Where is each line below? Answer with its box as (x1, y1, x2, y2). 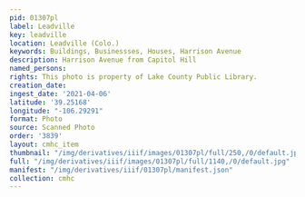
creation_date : (9, 81, 67, 90)
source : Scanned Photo (9, 123, 95, 133)
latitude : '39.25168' (9, 97, 92, 107)
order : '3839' (9, 132, 64, 141)
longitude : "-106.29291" (9, 106, 103, 115)
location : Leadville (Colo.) (9, 38, 120, 48)
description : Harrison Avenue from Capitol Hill (9, 55, 197, 64)
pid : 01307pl (9, 13, 59, 23)
